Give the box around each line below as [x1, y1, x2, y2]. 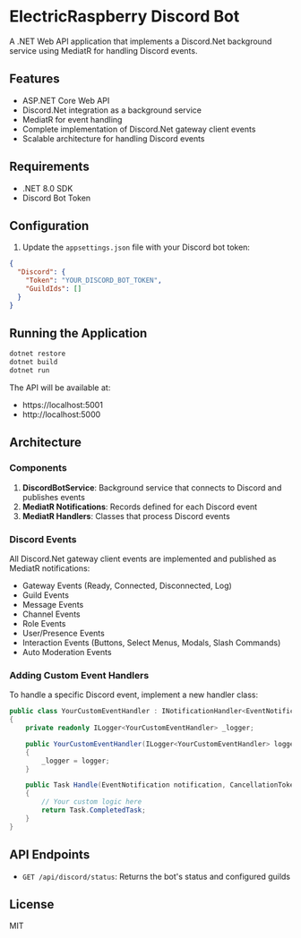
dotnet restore [9, 349, 66, 359]
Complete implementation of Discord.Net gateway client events [21, 124, 256, 134]
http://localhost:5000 [21, 409, 101, 420]
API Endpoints [9, 848, 90, 863]
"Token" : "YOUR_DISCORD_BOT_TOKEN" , [25, 276, 163, 286]
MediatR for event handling [21, 114, 123, 124]
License [9, 897, 55, 912]
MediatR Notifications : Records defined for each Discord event [21, 501, 258, 512]
